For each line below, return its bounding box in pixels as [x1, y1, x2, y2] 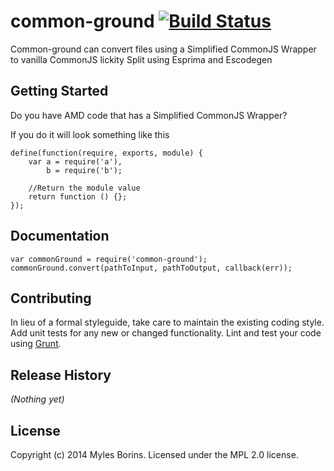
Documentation [10, 228, 110, 245]
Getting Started [10, 83, 109, 100]
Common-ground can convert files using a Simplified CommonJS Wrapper [10, 43, 317, 55]
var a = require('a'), [28, 156, 123, 167]
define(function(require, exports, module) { [10, 148, 203, 158]
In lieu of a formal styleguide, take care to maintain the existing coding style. [10, 316, 325, 329]
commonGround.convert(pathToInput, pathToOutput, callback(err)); [10, 263, 293, 273]
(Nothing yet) [10, 393, 65, 405]
